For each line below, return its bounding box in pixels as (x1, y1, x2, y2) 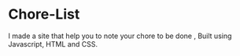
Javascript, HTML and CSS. (8, 39, 98, 48)
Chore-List (8, 5, 80, 23)
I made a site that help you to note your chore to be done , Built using (8, 31, 232, 40)
